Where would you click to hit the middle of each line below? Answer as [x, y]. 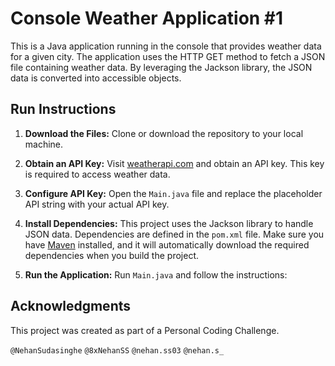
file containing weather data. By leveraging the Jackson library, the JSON [161, 67]
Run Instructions [63, 109]
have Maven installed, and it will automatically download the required [167, 244]
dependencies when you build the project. [112, 255]
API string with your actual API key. [97, 204]
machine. [44, 144]
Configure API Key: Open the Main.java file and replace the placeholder [173, 193]
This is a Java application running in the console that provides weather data [166, 46]
